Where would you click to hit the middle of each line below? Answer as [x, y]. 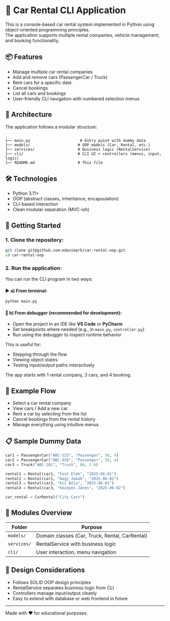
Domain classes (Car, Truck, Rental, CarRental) [92, 535]
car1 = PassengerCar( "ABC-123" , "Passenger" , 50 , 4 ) [62, 456]
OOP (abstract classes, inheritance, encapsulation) [66, 199]
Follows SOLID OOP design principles [52, 582]
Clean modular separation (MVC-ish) [51, 210]
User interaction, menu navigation [76, 552]
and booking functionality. [32, 40]
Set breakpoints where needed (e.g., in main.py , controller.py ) [78, 329]
